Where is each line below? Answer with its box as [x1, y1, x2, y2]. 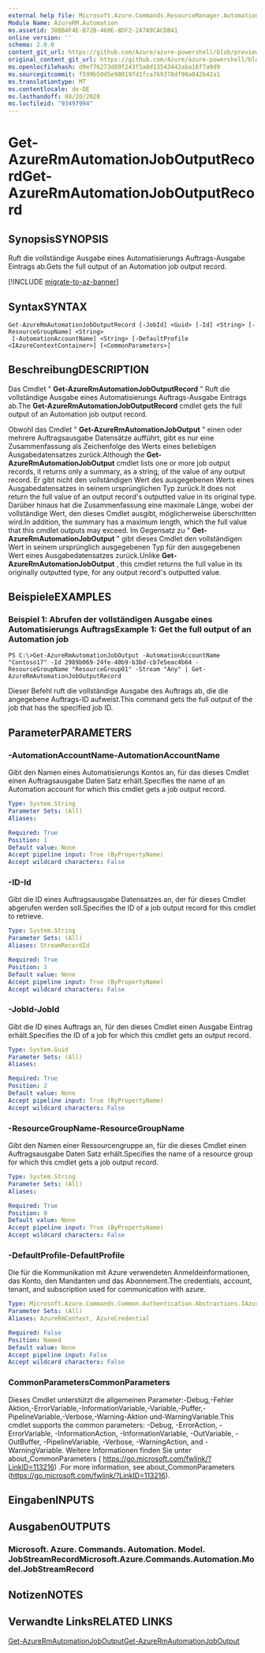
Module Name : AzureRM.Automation [8, 19, 118, 27]
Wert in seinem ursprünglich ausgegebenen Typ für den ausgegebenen [8, 542, 241, 552]
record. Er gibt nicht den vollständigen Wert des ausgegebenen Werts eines [8, 475, 255, 485]
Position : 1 [8, 836, 47, 844]
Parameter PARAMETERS [8, 726, 132, 739]
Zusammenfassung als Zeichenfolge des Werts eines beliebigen [8, 441, 217, 451]
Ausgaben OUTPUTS [8, 1520, 110, 1534]
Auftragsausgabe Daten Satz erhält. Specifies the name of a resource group [8, 1149, 254, 1159]
